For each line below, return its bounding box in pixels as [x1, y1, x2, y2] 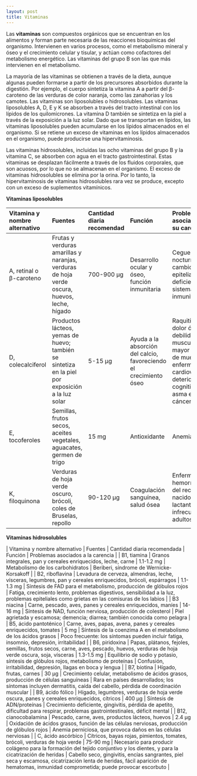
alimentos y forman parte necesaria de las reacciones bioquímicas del [6, 36, 176, 43]
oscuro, [52, 489, 73, 497]
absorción [130, 342, 158, 350]
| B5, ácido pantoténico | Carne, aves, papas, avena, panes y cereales [6, 620, 175, 627]
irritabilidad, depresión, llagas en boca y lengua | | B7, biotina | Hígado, [6, 663, 177, 670]
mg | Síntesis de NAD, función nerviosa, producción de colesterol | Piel [12, 608, 184, 615]
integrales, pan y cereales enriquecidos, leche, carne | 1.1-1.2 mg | [6, 558, 166, 565]
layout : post [6, 8, 38, 15]
